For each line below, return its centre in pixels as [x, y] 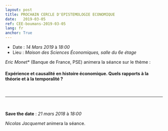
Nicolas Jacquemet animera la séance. [45, 124]
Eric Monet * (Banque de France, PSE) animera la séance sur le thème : [78, 62]
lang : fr [14, 28]
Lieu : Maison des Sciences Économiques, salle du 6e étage [74, 52]
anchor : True [19, 33]
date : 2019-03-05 [25, 19]
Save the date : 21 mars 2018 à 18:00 [43, 114]
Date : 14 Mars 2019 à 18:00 [41, 47]
